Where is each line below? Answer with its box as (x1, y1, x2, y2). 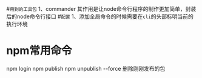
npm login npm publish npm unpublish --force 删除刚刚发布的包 (6, 65, 166, 72)
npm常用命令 (6, 44, 72, 57)
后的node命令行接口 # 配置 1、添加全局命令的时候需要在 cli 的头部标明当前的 (6, 13, 194, 20)
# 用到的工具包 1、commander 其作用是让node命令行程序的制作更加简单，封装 (6, 5, 197, 12)
